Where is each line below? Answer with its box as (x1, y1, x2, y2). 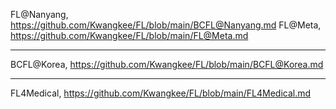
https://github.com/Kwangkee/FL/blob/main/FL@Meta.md (10, 30, 249, 41)
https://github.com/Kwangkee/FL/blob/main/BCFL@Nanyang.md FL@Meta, (10, 19, 322, 31)
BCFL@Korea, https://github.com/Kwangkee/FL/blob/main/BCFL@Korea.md (10, 59, 324, 70)
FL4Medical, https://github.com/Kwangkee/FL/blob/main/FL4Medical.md (10, 87, 312, 99)
